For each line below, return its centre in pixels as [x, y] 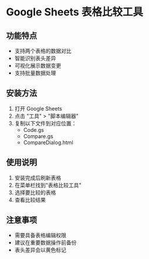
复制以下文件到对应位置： [45, 123]
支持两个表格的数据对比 [43, 51]
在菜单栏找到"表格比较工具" [48, 185]
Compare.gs [38, 136]
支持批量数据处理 [35, 73]
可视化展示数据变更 [38, 66]
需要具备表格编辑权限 [40, 235]
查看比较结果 [30, 200]
